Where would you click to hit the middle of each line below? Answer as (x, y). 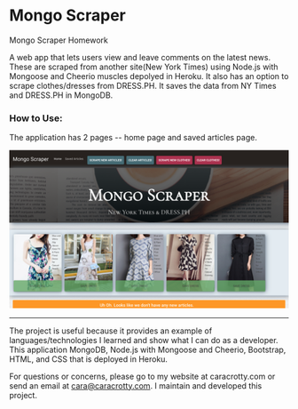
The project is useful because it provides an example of (111, 331)
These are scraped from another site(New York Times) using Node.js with (144, 67)
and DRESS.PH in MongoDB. (61, 95)
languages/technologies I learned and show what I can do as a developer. (144, 340)
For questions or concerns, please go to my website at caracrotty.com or (142, 376)
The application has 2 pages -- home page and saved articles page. (133, 138)
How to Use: (36, 118)
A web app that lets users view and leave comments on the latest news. (140, 57)
